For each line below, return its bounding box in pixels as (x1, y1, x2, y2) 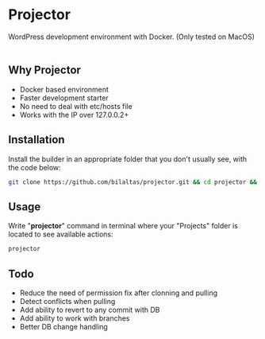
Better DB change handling (19, 321, 109, 331)
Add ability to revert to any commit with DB (19, 305, 160, 314)
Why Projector (8, 64, 82, 77)
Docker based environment (19, 84, 109, 94)
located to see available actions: (8, 229, 113, 240)
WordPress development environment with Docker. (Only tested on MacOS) (8, 32, 255, 41)
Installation (8, 133, 65, 146)
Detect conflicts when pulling (19, 296, 116, 306)
